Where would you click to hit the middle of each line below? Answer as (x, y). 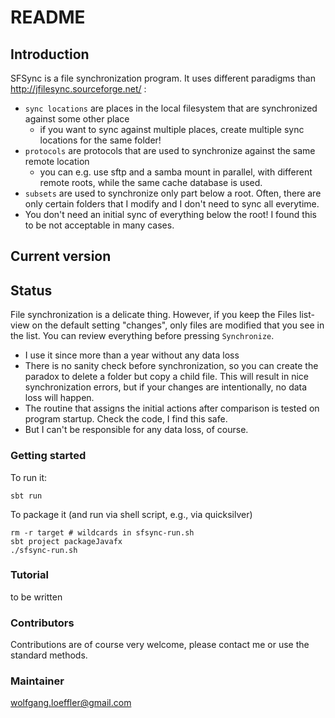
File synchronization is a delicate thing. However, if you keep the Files (154, 315)
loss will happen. (59, 398)
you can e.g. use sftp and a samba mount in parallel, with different (176, 172)
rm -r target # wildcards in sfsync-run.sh (102, 532)
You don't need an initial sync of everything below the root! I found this (170, 214)
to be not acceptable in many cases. (99, 225)
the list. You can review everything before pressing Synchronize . (142, 336)
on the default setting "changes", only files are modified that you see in (178, 325)
